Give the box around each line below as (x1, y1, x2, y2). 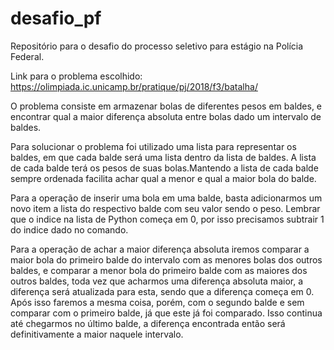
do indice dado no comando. (10, 223, 129, 236)
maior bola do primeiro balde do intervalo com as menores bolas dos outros (10, 253, 323, 266)
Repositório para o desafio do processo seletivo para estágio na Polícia (10, 40, 304, 52)
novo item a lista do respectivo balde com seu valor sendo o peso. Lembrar (10, 202, 321, 214)
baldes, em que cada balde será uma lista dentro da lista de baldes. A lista (10, 151, 317, 163)
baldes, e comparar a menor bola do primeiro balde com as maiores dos (10, 264, 308, 276)
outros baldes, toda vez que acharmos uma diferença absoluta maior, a (10, 275, 304, 287)
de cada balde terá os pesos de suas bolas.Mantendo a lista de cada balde (10, 162, 319, 174)
